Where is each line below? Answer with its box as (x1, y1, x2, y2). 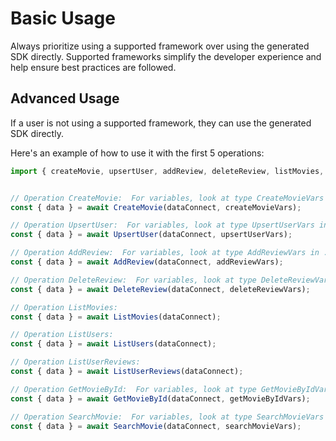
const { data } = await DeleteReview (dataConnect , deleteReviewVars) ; (10, 284, 311, 294)
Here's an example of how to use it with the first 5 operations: (10, 147, 265, 159)
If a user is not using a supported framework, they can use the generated (10, 117, 312, 129)
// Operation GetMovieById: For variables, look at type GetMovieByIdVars (10, 384, 333, 394)
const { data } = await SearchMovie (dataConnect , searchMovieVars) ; (10, 421, 302, 431)
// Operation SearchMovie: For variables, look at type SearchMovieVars (10, 412, 325, 422)
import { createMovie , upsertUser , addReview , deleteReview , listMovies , (10, 166, 325, 176)
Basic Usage (10, 7, 116, 30)
